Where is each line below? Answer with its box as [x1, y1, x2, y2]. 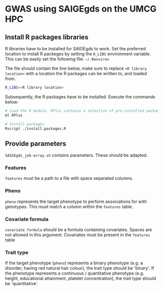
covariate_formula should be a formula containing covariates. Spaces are [5, 227, 152, 233]
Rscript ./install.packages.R [5, 126, 66, 131]
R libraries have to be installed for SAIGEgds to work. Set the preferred [5, 46, 147, 51]
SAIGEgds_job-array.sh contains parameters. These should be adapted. [5, 153, 148, 158]
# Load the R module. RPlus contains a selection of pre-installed [5, 108, 145, 113]
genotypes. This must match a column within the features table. [5, 203, 133, 209]
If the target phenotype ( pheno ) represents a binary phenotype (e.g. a [5, 260, 143, 266]
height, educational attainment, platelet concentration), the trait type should [5, 276, 156, 281]
